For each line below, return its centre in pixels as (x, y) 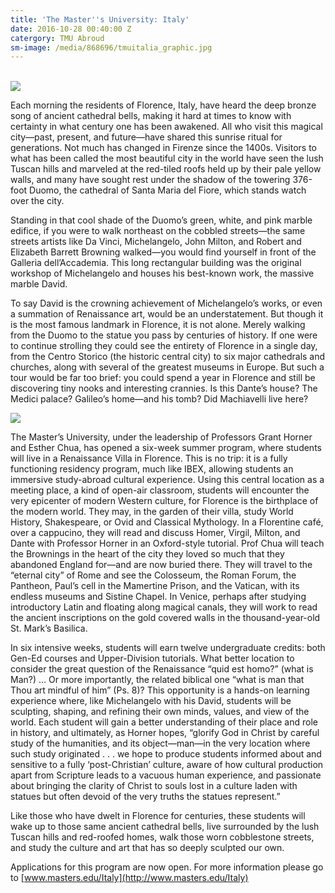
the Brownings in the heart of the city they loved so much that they (147, 554)
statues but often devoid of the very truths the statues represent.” (145, 797)
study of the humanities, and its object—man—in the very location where (160, 743)
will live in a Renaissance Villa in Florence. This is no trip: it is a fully (149, 458)
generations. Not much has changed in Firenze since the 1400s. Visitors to (163, 148)
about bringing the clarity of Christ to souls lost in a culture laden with (154, 786)
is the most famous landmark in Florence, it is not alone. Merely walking (158, 325)
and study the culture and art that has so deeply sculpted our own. (147, 848)
